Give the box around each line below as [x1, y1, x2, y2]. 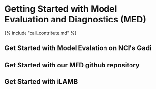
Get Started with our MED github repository [4, 61, 140, 69]
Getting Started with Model [4, 3, 117, 15]
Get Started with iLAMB [4, 77, 78, 86]
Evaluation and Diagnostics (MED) [4, 14, 147, 25]
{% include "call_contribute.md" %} [4, 30, 77, 36]
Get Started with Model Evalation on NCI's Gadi [4, 44, 152, 52]
